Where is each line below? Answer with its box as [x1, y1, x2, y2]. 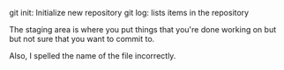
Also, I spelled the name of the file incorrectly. [9, 51, 176, 60]
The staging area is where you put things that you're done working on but [9, 24, 277, 34]
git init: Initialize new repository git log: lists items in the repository [9, 8, 250, 17]
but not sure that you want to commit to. [9, 34, 155, 44]
